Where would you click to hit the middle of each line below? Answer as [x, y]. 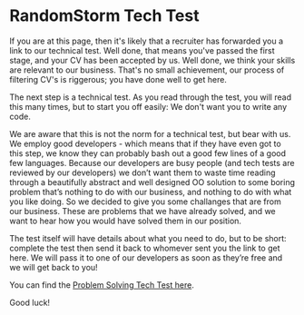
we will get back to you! [54, 267]
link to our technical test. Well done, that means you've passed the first [142, 50]
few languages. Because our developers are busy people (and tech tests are [152, 162]
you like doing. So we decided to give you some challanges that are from [145, 202]
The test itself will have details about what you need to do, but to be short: [148, 238]
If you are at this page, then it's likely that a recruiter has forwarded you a [147, 41]
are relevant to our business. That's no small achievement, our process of [147, 70]
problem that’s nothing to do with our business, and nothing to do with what [151, 192]
